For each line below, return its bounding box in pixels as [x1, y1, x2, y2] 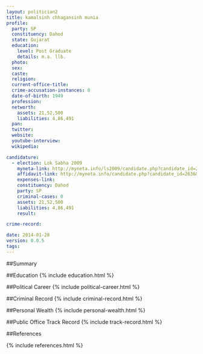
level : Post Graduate [17, 48, 71, 54]
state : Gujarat [11, 37, 50, 43]
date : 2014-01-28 [6, 232, 50, 238]
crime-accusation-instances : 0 [11, 87, 91, 93]
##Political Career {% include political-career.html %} [6, 283, 140, 290]
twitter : [11, 127, 34, 133]
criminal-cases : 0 [17, 194, 63, 200]
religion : [11, 76, 36, 82]
